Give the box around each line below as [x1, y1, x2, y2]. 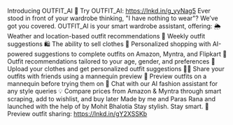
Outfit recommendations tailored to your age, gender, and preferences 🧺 [7, 57, 216, 66]
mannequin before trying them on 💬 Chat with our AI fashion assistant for [7, 80, 218, 87]
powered [7, 50, 33, 58]
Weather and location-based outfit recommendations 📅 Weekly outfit [7, 32, 206, 40]
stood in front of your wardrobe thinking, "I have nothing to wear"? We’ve [7, 14, 218, 22]
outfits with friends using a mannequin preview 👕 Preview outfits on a [7, 72, 207, 80]
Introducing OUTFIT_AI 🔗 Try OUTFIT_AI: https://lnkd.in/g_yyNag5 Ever [7, 7, 211, 15]
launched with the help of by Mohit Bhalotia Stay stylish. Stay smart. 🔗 [7, 102, 209, 110]
